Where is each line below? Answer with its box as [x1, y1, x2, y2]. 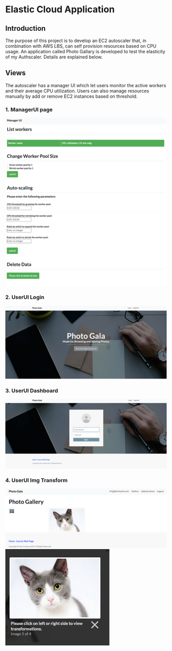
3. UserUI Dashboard [5, 387, 58, 394]
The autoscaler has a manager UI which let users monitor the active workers [5, 82, 166, 88]
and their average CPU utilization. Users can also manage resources [5, 88, 149, 94]
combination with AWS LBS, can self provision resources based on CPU [5, 43, 157, 49]
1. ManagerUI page [5, 106, 53, 113]
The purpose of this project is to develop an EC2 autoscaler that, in [5, 37, 147, 44]
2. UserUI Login [5, 293, 45, 301]
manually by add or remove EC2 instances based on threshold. [5, 93, 138, 99]
